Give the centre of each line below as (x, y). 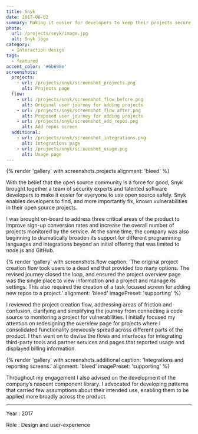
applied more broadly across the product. (57, 397)
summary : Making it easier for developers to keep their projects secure (99, 22)
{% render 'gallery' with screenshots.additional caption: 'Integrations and (95, 360)
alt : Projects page (45, 89)
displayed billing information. (41, 348)
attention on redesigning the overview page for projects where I (83, 324)
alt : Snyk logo (30, 39)
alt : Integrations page (51, 143)
